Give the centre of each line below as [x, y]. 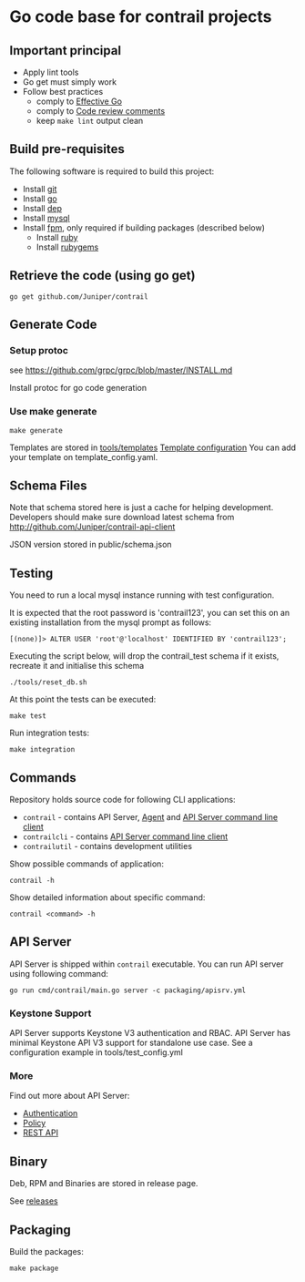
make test [28, 716]
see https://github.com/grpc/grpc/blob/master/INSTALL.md [121, 370]
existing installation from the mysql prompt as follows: [111, 622]
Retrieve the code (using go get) [102, 276]
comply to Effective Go [79, 101]
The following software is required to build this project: [112, 171]
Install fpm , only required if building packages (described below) [144, 227]
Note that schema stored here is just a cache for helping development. [142, 508]
